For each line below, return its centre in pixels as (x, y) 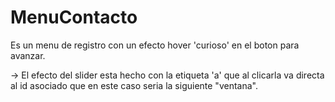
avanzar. (28, 55)
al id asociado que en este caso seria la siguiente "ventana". (134, 85)
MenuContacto (74, 17)
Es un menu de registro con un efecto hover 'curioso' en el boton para (155, 45)
